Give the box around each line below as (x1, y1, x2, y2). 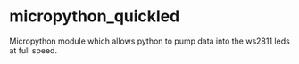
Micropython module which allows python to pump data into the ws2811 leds (9, 36, 290, 46)
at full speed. (9, 44, 58, 55)
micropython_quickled (9, 6, 180, 27)
